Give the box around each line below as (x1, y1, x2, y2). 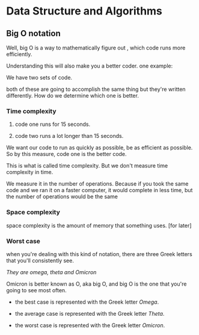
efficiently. (6, 51, 32, 58)
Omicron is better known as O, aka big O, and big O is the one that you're (6, 280, 187, 287)
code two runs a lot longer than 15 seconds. (14, 133, 124, 140)
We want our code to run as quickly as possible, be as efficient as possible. (6, 144, 193, 151)
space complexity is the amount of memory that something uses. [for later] (6, 222, 192, 229)
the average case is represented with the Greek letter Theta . (14, 310, 165, 317)
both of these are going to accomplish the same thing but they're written (6, 86, 186, 93)
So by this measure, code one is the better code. (6, 151, 127, 158)
